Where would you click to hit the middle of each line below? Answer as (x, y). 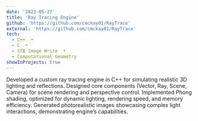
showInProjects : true (34, 62)
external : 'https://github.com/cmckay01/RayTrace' (71, 29)
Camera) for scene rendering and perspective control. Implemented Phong (99, 92)
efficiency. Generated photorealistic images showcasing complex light (94, 105)
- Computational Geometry (44, 57)
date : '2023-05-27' (31, 12)
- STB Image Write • (39, 51)
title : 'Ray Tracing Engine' (43, 17)
